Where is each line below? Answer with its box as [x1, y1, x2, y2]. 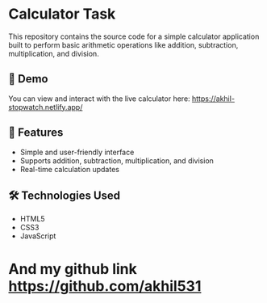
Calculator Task [8, 5, 116, 23]
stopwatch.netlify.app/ [8, 102, 83, 112]
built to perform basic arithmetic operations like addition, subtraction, [8, 40, 239, 49]
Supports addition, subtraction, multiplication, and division [19, 155, 214, 166]
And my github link [8, 259, 137, 278]
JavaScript [19, 231, 56, 241]
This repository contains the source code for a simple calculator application [8, 32, 260, 41]
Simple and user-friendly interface [19, 147, 135, 157]
